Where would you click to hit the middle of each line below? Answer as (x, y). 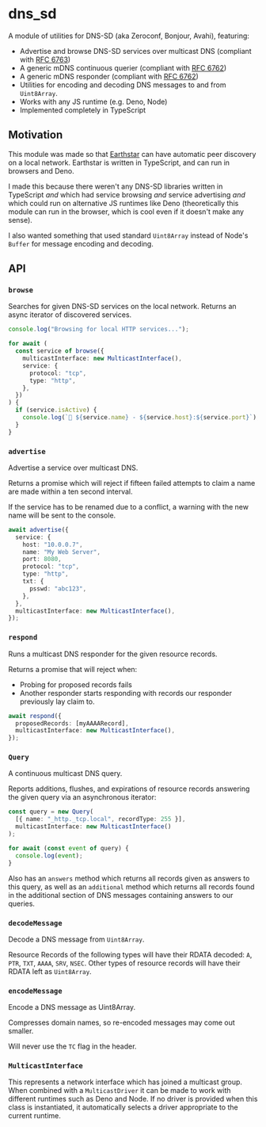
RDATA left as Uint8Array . (50, 971)
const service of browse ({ (60, 351)
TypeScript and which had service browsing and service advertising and (127, 194)
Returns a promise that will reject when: (73, 669)
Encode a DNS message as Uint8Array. (72, 1007)
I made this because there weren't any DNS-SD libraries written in (116, 186)
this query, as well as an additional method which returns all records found (131, 886)
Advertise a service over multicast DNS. (73, 468)
